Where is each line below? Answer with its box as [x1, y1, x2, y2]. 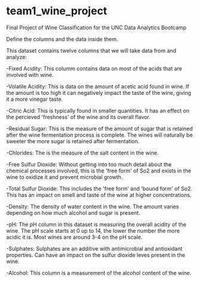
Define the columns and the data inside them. [6, 35, 118, 42]
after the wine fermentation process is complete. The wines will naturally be [6, 131, 193, 138]
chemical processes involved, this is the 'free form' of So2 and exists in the [6, 167, 191, 174]
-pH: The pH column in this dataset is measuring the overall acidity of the [6, 221, 186, 228]
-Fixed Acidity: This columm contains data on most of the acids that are [6, 64, 182, 72]
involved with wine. [6, 71, 54, 78]
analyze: [6, 53, 27, 60]
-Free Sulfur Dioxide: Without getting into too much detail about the [6, 160, 172, 168]
